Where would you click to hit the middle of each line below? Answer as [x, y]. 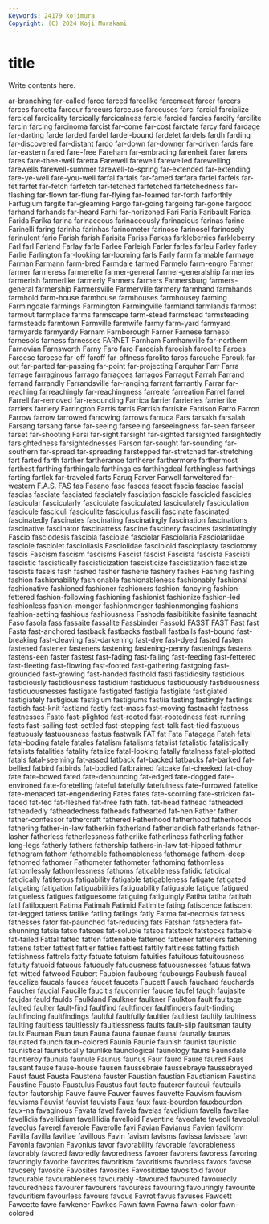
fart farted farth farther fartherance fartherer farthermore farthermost [123, 461]
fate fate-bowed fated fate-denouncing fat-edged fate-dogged [112, 777]
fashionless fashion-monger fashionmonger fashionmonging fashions [124, 606]
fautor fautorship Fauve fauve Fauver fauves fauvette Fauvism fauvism [125, 1094]
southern [23, 452]
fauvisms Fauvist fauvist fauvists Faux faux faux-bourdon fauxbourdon [125, 1102]
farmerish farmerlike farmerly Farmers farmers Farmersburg [108, 281]
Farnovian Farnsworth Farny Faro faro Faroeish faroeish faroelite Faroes [127, 349]
